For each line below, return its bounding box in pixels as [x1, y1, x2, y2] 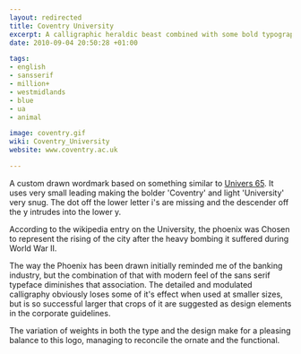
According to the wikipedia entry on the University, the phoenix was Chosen [9, 223, 290, 234]
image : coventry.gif [9, 129, 87, 138]
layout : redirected [9, 13, 82, 22]
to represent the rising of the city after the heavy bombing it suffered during [9, 233, 289, 244]
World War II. [9, 243, 57, 254]
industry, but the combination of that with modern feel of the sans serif [9, 270, 271, 281]
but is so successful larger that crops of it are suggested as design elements [9, 298, 292, 309]
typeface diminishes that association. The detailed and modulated [9, 279, 253, 289]
